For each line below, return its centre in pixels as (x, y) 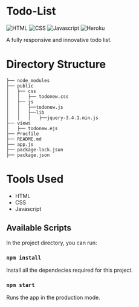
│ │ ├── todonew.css (37, 96)
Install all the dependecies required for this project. (69, 270)
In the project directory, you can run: (52, 243)
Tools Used (35, 179)
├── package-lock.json (35, 150)
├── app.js (20, 144)
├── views (19, 123)
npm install (24, 257)
